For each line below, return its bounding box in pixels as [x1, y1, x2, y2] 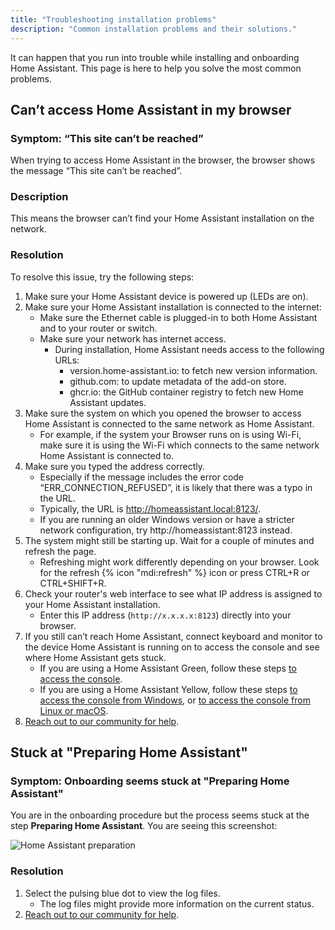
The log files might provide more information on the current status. [39, 897, 315, 910]
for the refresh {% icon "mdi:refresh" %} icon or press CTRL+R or [39, 566, 310, 578]
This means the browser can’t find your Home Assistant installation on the [10, 212, 315, 225]
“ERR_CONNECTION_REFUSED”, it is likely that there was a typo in [39, 481, 313, 493]
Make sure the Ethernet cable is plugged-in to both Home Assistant [39, 311, 318, 323]
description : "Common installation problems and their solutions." [10, 24, 298, 34]
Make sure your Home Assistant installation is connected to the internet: [24, 301, 322, 313]
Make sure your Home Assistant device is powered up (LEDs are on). [24, 290, 309, 302]
